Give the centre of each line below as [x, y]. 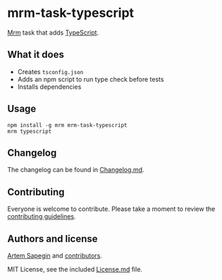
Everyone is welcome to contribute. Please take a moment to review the [111, 209]
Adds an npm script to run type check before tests [91, 79]
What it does [36, 55]
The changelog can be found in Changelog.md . [76, 170]
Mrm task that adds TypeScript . [53, 32]
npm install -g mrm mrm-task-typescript [68, 125]
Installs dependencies [49, 87]
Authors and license [53, 239]
